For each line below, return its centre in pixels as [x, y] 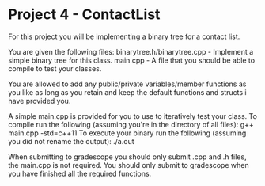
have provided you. [40, 101]
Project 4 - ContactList [84, 15]
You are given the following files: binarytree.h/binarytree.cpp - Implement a [131, 51]
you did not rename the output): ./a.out [71, 141]
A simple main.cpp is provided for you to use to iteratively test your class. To [132, 116]
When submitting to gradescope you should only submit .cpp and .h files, [127, 157]
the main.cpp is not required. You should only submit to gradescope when [129, 165]
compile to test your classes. [55, 68]
